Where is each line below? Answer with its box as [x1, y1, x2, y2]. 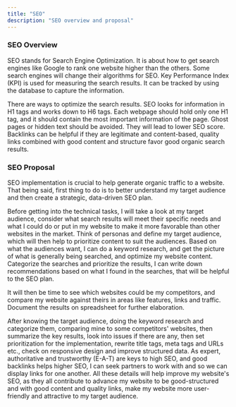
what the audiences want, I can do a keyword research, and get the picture [7, 245, 225, 253]
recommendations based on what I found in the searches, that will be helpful [7, 267, 230, 276]
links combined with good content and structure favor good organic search [7, 137, 225, 145]
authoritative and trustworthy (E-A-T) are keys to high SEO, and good [7, 354, 208, 363]
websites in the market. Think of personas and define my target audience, [7, 230, 222, 238]
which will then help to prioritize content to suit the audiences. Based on [7, 237, 217, 245]
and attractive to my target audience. [31, 392, 139, 401]
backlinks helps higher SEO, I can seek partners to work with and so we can [7, 362, 228, 370]
